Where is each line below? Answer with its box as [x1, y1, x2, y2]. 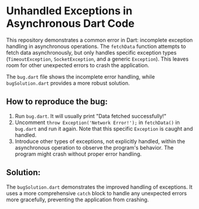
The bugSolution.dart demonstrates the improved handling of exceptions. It [6, 183, 192, 191]
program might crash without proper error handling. [14, 150, 142, 157]
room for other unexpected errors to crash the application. [6, 61, 150, 69]
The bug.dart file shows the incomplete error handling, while [6, 73, 155, 80]
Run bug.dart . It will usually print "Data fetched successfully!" [14, 112, 167, 119]
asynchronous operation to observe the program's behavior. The [14, 144, 174, 151]
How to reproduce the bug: [6, 97, 108, 107]
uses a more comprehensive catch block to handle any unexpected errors [6, 189, 187, 197]
